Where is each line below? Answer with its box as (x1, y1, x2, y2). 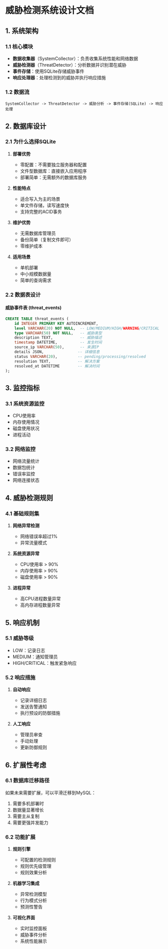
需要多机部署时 (12, 800, 44, 806)
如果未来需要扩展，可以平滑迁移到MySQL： (5, 789, 96, 795)
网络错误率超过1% (20, 533, 58, 539)
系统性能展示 (20, 938, 47, 944)
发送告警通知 (20, 703, 47, 710)
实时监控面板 (20, 926, 47, 932)
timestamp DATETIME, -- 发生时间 (14, 340, 102, 345)
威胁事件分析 (20, 932, 47, 938)
